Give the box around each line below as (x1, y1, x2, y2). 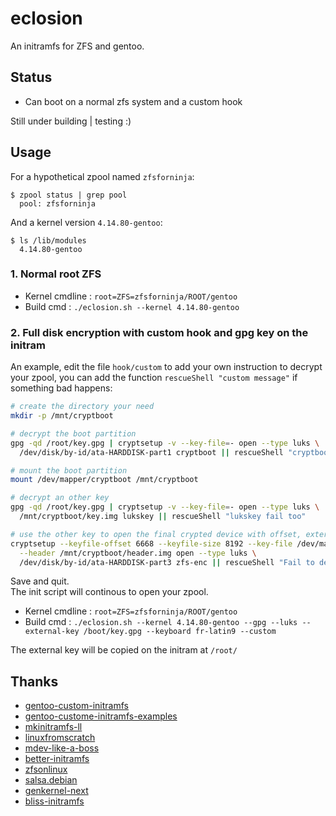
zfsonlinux (24, 763, 68, 776)
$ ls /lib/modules (10, 235, 87, 246)
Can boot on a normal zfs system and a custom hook (24, 95, 243, 107)
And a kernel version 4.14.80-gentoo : (10, 216, 163, 228)
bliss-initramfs (24, 795, 85, 807)
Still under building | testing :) (10, 115, 132, 127)
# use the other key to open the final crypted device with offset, (10, 529, 302, 539)
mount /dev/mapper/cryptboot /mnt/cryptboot (10, 475, 199, 485)
